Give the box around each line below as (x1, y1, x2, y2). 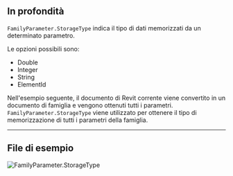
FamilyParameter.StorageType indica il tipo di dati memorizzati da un (7, 24, 201, 32)
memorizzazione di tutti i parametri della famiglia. (7, 116, 148, 124)
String (17, 73, 35, 81)
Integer (17, 65, 38, 73)
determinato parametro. (7, 31, 75, 39)
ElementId (17, 80, 46, 89)
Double (17, 58, 38, 67)
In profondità (7, 6, 64, 17)
